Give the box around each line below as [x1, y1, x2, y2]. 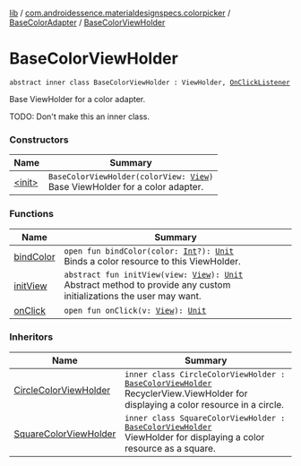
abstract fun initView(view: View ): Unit [64, 269, 244, 280]
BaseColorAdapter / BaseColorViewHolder [9, 17, 166, 28]
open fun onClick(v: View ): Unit [64, 305, 207, 315]
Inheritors [9, 331, 54, 343]
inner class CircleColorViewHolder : [124, 369, 286, 379]
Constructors [9, 134, 69, 146]
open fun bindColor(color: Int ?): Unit [64, 246, 235, 256]
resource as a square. [124, 442, 217, 454]
